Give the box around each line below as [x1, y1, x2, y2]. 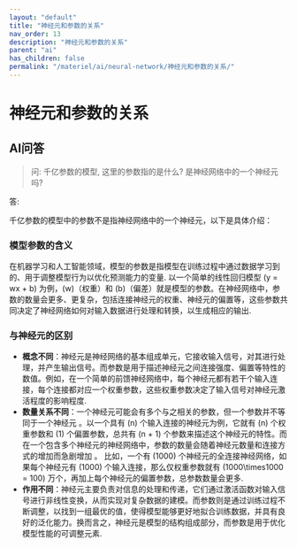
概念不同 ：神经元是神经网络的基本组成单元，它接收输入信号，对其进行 [21, 351, 278, 362]
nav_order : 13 [9, 29, 62, 38]
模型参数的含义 [9, 239, 73, 251]
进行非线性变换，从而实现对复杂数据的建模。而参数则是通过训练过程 [29, 495, 278, 505]
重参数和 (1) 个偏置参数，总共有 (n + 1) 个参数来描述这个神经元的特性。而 [21, 428, 287, 439]
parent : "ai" [9, 46, 57, 55]
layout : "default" [9, 12, 77, 22]
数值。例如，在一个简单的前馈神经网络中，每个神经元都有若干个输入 [21, 374, 270, 384]
